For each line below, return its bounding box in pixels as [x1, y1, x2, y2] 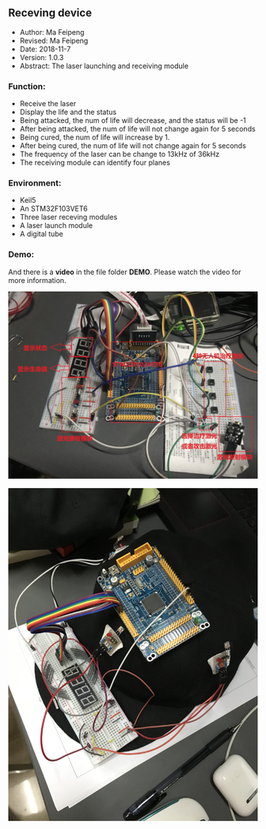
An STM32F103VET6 [19, 204, 89, 213]
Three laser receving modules [19, 212, 118, 222]
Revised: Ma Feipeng [19, 36, 89, 45]
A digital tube [19, 229, 63, 239]
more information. [8, 275, 66, 285]
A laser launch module [19, 221, 93, 231]
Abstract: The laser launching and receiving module [19, 61, 188, 71]
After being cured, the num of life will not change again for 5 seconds [19, 141, 247, 151]
